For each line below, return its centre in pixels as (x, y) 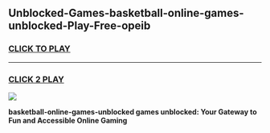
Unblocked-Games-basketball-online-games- (126, 13)
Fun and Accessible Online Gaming (68, 120)
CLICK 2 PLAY (36, 79)
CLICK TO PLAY (39, 49)
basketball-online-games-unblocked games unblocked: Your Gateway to (133, 111)
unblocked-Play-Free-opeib (80, 26)
